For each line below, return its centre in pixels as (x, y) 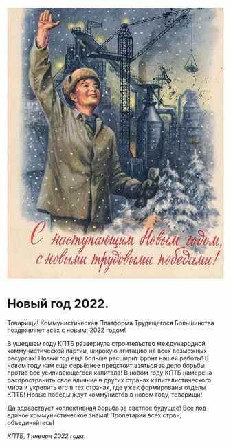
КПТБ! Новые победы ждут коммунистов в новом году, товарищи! (105, 394)
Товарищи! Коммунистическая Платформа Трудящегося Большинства (111, 323)
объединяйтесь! (31, 422)
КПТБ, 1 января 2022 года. (46, 436)
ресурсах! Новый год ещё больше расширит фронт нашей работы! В (108, 358)
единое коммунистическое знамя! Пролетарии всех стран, (95, 415)
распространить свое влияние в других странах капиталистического (109, 380)
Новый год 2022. (58, 304)
